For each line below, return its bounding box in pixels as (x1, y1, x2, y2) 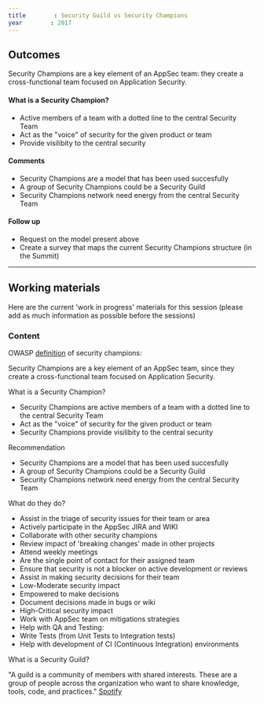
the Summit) (19, 251, 60, 260)
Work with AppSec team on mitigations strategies (19, 614, 180, 624)
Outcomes (8, 48, 60, 61)
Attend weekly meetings (19, 547, 98, 557)
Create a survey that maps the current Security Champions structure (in (19, 242, 252, 252)
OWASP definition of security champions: (8, 348, 143, 358)
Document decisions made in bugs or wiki (19, 598, 156, 607)
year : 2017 (8, 19, 72, 27)
